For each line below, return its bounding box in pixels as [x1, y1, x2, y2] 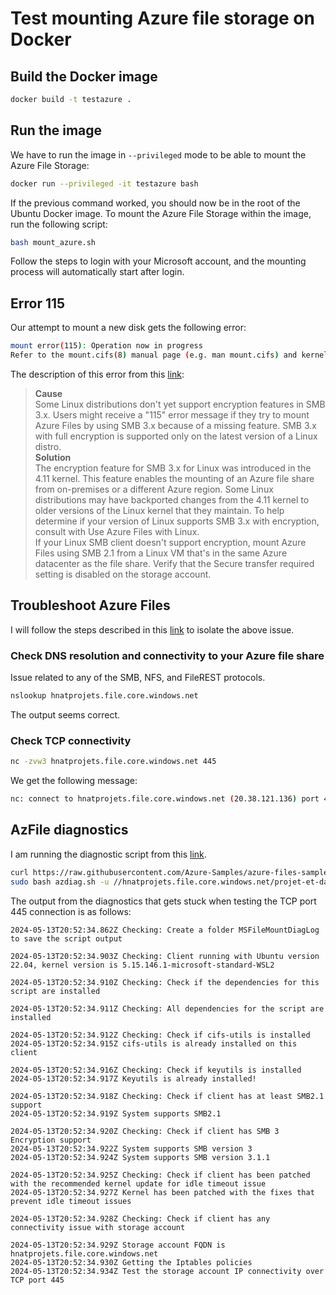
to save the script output [10, 933, 123, 944]
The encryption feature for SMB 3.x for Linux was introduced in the [34, 462, 312, 474]
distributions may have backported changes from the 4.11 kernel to [34, 494, 310, 506]
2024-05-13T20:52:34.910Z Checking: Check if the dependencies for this [10, 977, 320, 987]
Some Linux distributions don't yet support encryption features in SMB [34, 398, 326, 410]
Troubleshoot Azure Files [10, 597, 171, 614]
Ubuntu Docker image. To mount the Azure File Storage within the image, [10, 207, 312, 219]
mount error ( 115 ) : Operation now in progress [10, 341, 203, 351]
